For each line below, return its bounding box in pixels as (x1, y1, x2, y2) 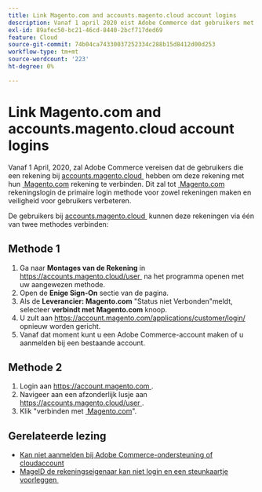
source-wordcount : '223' (8, 56, 89, 64)
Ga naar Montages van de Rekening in (19, 263, 146, 272)
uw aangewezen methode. (19, 279, 106, 289)
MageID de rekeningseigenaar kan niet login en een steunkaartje (19, 467, 229, 476)
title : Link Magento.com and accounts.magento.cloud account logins (8, 11, 237, 20)
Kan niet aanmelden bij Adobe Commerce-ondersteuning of (19, 450, 213, 460)
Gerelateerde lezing (8, 429, 107, 443)
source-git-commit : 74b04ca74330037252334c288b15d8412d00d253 (8, 41, 216, 49)
